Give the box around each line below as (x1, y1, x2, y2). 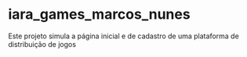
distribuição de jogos (8, 39, 77, 48)
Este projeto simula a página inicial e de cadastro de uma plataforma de (8, 31, 239, 41)
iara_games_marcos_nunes (8, 5, 191, 23)
